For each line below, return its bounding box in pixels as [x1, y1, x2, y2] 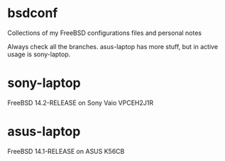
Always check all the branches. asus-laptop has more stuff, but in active [7, 42, 219, 51]
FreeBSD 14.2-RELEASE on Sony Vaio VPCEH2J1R [7, 98, 154, 107]
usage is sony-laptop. [7, 50, 71, 58]
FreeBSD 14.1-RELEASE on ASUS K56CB [7, 147, 125, 155]
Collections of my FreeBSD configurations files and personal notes [7, 28, 202, 37]
